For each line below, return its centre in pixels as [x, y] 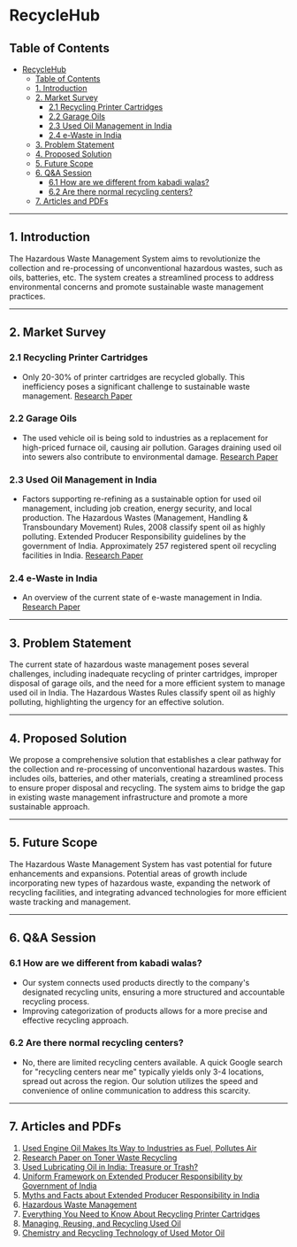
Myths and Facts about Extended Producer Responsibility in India [141, 1195]
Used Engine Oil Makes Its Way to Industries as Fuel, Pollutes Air [139, 1148]
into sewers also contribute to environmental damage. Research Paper [150, 456]
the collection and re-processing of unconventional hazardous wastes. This [147, 769]
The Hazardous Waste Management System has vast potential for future [141, 864]
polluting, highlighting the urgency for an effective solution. [117, 702]
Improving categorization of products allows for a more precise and [145, 1011]
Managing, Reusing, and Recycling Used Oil [101, 1223]
